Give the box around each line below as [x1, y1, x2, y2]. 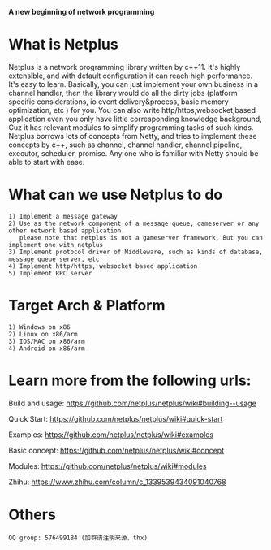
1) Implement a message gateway [8, 212, 118, 220]
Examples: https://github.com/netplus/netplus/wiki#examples [8, 430, 213, 440]
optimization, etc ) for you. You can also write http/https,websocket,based [8, 105, 256, 115]
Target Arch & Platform [8, 297, 166, 315]
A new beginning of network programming [8, 7, 155, 16]
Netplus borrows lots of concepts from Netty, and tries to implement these [8, 131, 257, 141]
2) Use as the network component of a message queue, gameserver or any [8, 219, 260, 227]
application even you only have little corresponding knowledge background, [8, 114, 262, 123]
